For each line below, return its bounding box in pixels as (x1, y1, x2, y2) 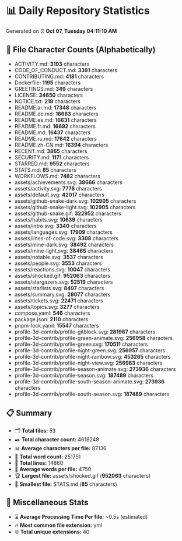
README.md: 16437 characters (14, 129, 91, 136)
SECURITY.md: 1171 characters (14, 154, 89, 161)
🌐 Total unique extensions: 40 (14, 528, 90, 536)
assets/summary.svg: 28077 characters (14, 291, 111, 298)
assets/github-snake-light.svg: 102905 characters (14, 203, 136, 210)
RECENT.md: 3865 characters (14, 147, 87, 155)
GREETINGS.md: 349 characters (14, 85, 93, 92)
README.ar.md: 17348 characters (14, 104, 97, 111)
